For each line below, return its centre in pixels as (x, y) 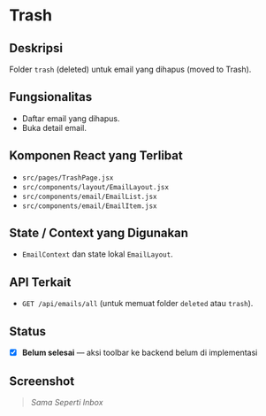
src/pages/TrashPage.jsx (68, 178)
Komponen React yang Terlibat (96, 156)
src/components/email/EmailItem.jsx (89, 206)
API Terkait (40, 282)
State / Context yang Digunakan (99, 233)
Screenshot (42, 381)
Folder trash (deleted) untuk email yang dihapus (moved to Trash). (130, 69)
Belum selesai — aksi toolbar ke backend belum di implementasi (140, 353)
